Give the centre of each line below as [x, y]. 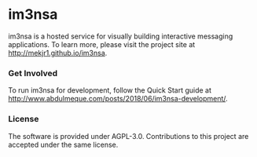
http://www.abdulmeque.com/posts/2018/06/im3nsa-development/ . [118, 99]
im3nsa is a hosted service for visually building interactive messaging [121, 36]
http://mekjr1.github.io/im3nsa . [58, 53]
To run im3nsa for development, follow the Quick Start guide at [110, 90]
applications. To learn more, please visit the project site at [102, 44]
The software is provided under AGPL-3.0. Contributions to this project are [128, 136]
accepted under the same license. [63, 144]
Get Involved [33, 73]
